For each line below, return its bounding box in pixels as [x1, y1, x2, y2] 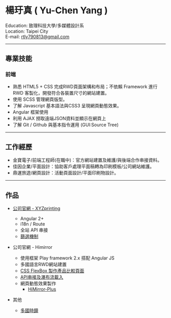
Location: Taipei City [5, 28, 48, 34]
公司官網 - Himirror [12, 244, 52, 250]
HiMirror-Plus [27, 286, 56, 293]
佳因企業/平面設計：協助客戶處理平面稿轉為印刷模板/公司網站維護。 [12, 163, 154, 169]
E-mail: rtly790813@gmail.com [5, 34, 70, 40]
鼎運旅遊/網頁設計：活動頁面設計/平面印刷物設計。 [12, 170, 119, 176]
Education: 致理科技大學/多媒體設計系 [5, 22, 84, 28]
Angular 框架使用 [12, 109, 49, 115]
